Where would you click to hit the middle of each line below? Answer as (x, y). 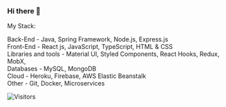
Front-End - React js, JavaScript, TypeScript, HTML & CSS (90, 47)
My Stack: (21, 26)
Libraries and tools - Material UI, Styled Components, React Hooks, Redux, (113, 54)
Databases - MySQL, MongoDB (52, 69)
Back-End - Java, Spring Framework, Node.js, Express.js (88, 39)
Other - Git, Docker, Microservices (56, 84)
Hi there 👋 (24, 11)
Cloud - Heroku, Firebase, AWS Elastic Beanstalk (77, 76)
